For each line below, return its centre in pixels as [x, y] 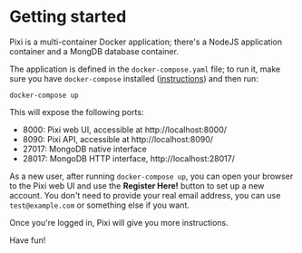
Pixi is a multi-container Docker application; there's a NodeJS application [146, 42]
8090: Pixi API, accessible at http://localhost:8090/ [118, 139]
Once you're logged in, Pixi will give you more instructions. [119, 222]
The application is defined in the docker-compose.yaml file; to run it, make [145, 69]
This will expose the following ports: [77, 112]
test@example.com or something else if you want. [100, 205]
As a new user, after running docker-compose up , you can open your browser [151, 176]
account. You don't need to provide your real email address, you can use [145, 195]
